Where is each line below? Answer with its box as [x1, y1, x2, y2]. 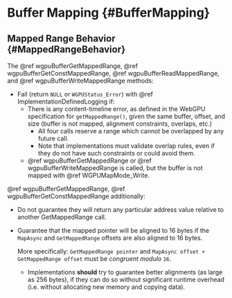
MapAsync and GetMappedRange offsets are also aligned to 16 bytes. [17, 234, 203, 242]
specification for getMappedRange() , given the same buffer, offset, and [27, 113, 226, 120]
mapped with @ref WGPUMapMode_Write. [27, 172, 150, 179]
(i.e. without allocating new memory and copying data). [27, 283, 186, 291]
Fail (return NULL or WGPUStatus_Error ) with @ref [17, 90, 154, 98]
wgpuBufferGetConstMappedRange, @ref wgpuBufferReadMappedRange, [7, 69, 220, 77]
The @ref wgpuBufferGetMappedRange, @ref [7, 62, 139, 70]
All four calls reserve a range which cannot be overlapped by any [37, 127, 224, 135]
